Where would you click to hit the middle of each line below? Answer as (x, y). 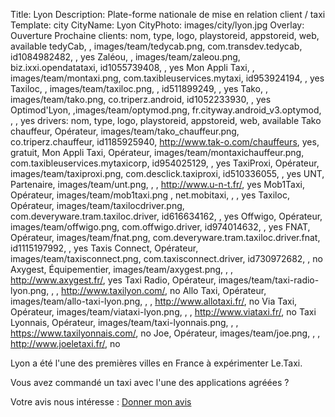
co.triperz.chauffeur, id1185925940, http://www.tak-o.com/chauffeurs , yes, (165, 142)
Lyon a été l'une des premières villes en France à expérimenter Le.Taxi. (156, 363)
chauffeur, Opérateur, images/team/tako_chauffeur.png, (125, 131)
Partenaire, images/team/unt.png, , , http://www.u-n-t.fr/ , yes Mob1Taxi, (158, 184)
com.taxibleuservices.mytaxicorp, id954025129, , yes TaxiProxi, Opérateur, (165, 163)
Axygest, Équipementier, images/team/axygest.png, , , (122, 269)
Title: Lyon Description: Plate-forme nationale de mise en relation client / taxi (168, 14)
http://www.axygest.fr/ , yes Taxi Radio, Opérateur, (113, 280)
